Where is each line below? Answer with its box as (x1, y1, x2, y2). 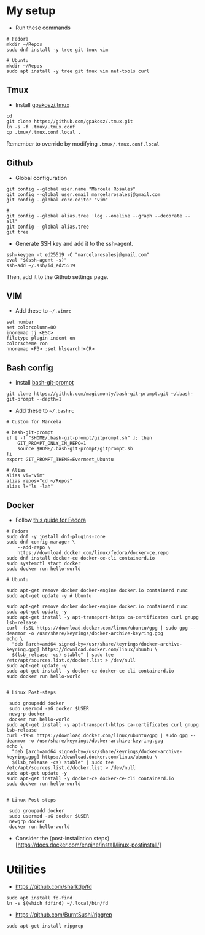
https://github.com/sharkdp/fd (15, 883, 92, 890)
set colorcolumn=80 (6, 324, 56, 331)
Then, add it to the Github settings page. (6, 273, 109, 280)
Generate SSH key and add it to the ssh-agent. (15, 240, 134, 247)
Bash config (6, 362, 53, 373)
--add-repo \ (17, 544, 51, 550)
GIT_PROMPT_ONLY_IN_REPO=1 (17, 440, 87, 447)
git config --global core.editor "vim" (6, 197, 109, 203)
